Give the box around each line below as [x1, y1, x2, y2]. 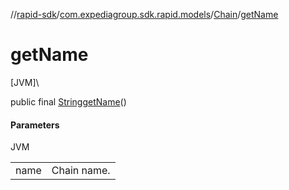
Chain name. [51, 164, 111, 178]
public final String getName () [10, 95, 127, 108]
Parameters [10, 119, 60, 131]
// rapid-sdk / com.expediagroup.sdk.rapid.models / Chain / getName [10, 9, 279, 20]
